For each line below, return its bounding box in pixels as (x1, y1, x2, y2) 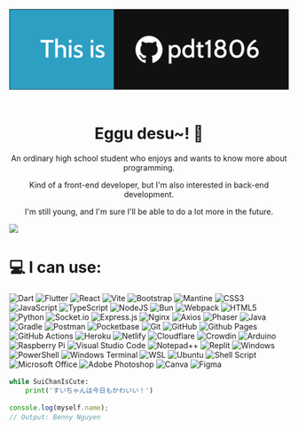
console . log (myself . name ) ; (9, 403, 109, 412)
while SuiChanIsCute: (9, 377, 90, 386)
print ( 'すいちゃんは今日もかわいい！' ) (25, 386, 153, 395)
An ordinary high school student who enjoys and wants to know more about (11, 153, 287, 163)
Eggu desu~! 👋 (94, 123, 204, 143)
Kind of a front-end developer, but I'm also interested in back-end (29, 179, 269, 190)
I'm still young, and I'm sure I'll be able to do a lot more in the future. (25, 206, 273, 217)
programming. (122, 162, 176, 172)
